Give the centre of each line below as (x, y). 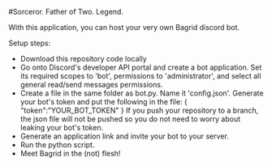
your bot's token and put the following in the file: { (104, 102)
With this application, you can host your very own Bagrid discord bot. (124, 27)
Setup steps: (30, 43)
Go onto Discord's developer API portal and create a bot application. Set (141, 67)
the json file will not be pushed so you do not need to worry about (130, 119)
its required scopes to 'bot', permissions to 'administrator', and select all (140, 76)
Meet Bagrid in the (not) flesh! (70, 153)
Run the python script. (57, 145)
